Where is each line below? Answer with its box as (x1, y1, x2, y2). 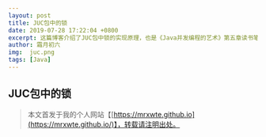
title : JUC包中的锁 (8, 19, 68, 27)
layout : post (8, 11, 51, 20)
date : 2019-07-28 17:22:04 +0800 (8, 26, 119, 34)
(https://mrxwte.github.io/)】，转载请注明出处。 (27, 120, 180, 129)
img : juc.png (8, 48, 55, 56)
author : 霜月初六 (8, 41, 61, 49)
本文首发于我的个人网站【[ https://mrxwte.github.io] (27, 109, 196, 119)
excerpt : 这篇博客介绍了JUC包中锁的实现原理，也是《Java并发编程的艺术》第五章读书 (8, 33, 254, 42)
